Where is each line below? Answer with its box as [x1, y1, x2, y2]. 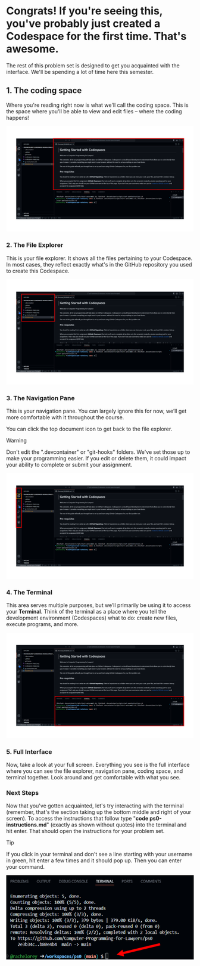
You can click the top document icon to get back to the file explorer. [6, 425, 173, 433]
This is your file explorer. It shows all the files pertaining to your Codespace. [6, 255, 193, 262]
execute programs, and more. [6, 621, 79, 628]
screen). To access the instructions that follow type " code [6, 815, 149, 822]
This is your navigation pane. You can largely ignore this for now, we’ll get [6, 407, 187, 415]
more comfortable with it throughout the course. [6, 414, 124, 421]
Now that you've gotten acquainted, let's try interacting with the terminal [6, 802, 184, 809]
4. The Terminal [6, 588, 52, 596]
